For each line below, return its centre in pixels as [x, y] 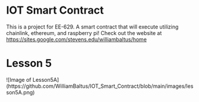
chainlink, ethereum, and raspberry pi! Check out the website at [84, 33]
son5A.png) [20, 92]
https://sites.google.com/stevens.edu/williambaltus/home [77, 39]
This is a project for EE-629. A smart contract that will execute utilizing [92, 27]
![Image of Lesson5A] [33, 79]
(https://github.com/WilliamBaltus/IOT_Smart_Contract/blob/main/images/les [100, 86]
